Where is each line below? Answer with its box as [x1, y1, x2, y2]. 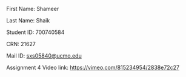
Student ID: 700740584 [6, 28, 65, 36]
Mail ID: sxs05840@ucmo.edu [6, 52, 82, 59]
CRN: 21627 [6, 41, 36, 47]
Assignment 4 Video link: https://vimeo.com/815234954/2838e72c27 [6, 64, 180, 71]
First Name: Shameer [6, 5, 59, 12]
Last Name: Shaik [6, 17, 50, 24]
